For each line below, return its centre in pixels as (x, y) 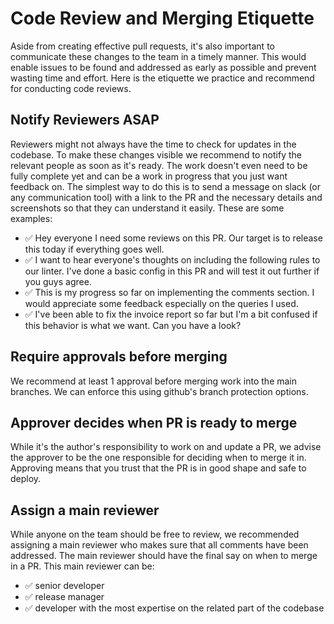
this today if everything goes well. (94, 249)
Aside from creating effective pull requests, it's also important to (142, 46)
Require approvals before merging (119, 357)
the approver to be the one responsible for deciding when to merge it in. (158, 458)
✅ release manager (64, 597)
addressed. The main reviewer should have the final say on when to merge (164, 556)
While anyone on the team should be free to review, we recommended (155, 534)
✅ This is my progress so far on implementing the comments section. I (169, 292)
